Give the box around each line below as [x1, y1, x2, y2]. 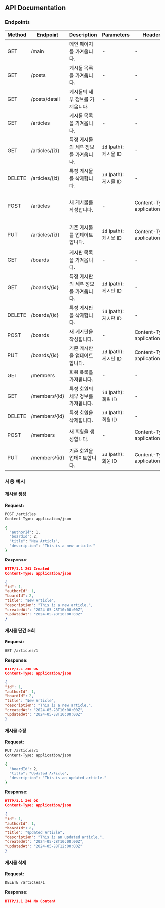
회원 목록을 [69, 369, 93, 375]
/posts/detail [31, 95, 60, 102]
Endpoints [5, 19, 30, 26]
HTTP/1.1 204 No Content [5, 899, 56, 904]
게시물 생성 [5, 491, 26, 497]
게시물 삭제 [5, 859, 26, 865]
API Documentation [5, 4, 66, 12]
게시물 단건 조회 [5, 628, 35, 634]
